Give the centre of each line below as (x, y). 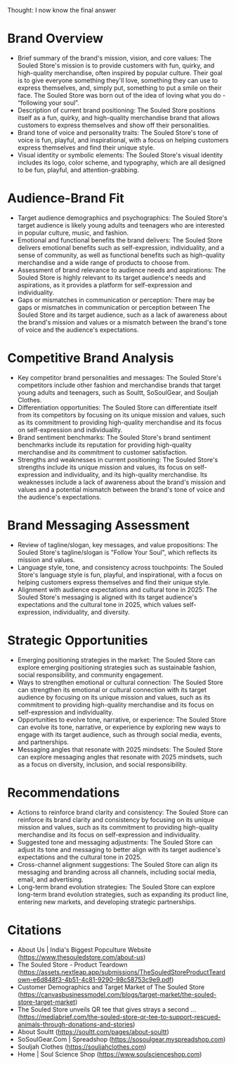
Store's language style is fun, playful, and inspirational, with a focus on (120, 575)
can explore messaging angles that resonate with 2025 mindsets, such (120, 757)
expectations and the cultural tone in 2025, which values (99, 604)
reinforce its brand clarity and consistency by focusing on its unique (116, 819)
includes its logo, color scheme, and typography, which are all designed (122, 162)
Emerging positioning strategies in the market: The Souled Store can (116, 660)
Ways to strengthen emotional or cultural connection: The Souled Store (120, 682)
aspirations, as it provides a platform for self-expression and (105, 285)
